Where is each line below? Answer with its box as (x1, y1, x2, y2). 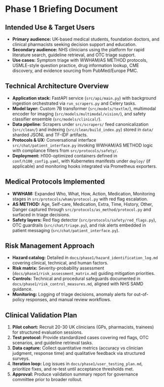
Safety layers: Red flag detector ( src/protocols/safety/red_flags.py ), (12, 217, 157, 223)
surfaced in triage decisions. (12, 211, 70, 218)
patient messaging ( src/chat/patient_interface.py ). (12, 227, 120, 233)
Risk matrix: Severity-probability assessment (12, 265, 104, 271)
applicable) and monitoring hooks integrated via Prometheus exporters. (12, 163, 157, 169)
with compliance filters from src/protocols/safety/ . (12, 147, 118, 154)
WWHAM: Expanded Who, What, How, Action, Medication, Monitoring (12, 191, 155, 196)
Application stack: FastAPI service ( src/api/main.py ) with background (12, 95, 157, 101)
